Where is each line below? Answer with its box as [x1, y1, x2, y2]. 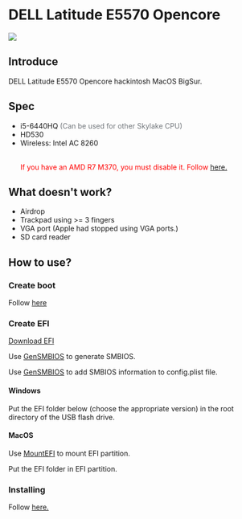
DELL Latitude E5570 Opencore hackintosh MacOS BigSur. [8, 76, 203, 86]
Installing [8, 484, 46, 495]
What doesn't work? [8, 185, 113, 198]
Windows [8, 386, 41, 395]
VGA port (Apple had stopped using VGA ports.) [19, 223, 178, 234]
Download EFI [8, 336, 55, 346]
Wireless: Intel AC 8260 [19, 138, 99, 148]
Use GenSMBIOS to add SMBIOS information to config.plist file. [8, 367, 218, 377]
